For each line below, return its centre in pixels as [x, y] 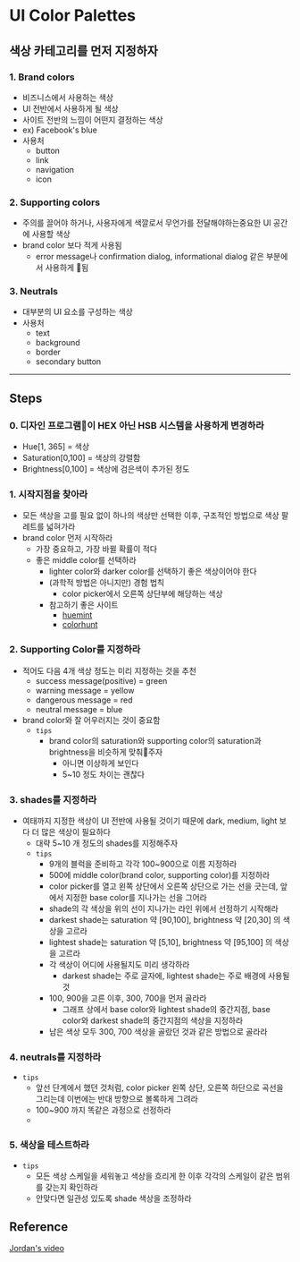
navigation [54, 169]
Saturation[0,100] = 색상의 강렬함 [81, 458]
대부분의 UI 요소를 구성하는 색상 [78, 312]
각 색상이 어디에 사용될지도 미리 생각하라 [119, 965]
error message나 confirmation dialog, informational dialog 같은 [150, 257]
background [58, 343]
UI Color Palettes [73, 16]
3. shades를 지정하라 [53, 799]
